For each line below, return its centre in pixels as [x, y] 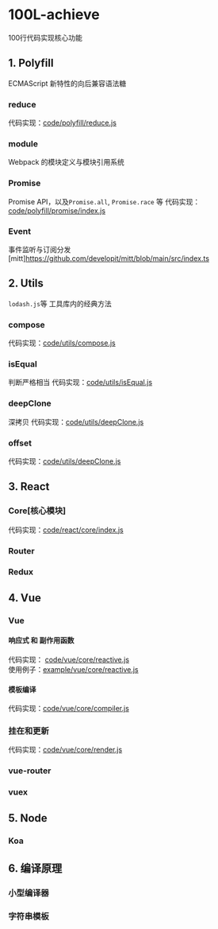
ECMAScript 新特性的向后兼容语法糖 [67, 83]
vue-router [30, 771]
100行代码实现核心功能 [46, 37]
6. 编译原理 [35, 869]
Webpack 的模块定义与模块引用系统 [67, 162]
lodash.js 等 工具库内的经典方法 [60, 303]
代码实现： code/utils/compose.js [62, 343]
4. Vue [25, 598]
